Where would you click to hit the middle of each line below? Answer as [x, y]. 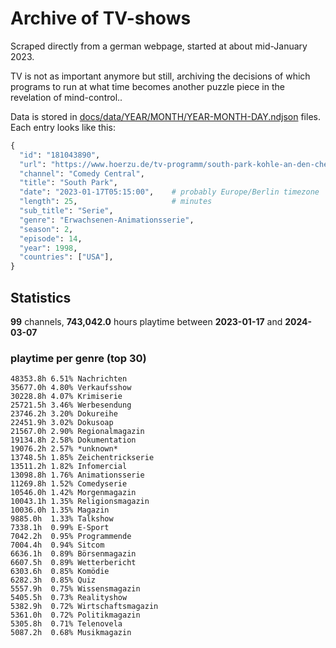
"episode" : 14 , [51, 238]
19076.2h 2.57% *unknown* [64, 449]
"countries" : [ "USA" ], [66, 257]
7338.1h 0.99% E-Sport [60, 528]
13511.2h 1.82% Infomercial [69, 467]
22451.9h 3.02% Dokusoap [62, 423]
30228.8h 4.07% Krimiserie [66, 397]
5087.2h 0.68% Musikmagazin [71, 633]
